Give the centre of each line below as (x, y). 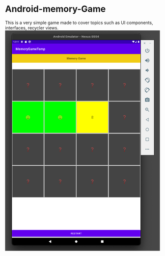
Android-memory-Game (55, 9)
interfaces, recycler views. (32, 27)
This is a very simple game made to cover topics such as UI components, (79, 23)
